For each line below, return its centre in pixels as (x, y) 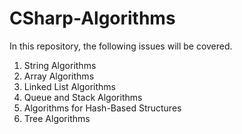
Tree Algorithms (57, 118)
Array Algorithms (59, 76)
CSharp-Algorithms (92, 18)
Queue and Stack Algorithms (83, 97)
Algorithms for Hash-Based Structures (102, 108)
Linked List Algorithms (69, 86)
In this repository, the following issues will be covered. (121, 46)
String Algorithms (60, 65)
